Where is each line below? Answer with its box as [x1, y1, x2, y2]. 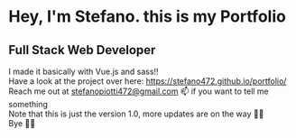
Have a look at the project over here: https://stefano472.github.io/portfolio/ [8, 76, 287, 87]
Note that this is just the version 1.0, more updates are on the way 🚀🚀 [8, 108, 264, 119]
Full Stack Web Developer [8, 42, 156, 58]
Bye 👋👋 [8, 118, 36, 128]
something [8, 99, 49, 109]
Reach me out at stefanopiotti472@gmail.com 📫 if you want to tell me [8, 86, 270, 97]
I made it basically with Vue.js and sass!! [8, 66, 159, 77]
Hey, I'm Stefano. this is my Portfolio [8, 6, 286, 27]
